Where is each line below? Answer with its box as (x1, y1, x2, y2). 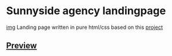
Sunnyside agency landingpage (6, 4, 166, 18)
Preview (6, 41, 37, 51)
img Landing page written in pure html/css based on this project (6, 24, 163, 31)
